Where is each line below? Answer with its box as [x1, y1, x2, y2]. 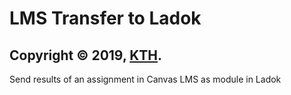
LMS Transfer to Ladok [9, 7, 202, 30]
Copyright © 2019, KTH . [9, 47, 163, 64]
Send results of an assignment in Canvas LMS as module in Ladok [9, 73, 282, 85]
